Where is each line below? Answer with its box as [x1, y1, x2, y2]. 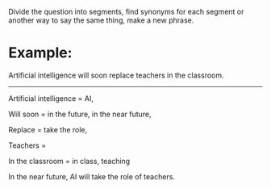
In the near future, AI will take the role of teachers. [8, 171, 176, 181]
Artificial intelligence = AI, [8, 93, 94, 103]
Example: [8, 44, 73, 62]
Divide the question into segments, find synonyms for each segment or [8, 7, 244, 16]
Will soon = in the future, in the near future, [8, 109, 152, 119]
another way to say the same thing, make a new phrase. [8, 15, 194, 25]
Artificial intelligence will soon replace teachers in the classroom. [8, 70, 224, 80]
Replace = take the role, [8, 124, 88, 134]
